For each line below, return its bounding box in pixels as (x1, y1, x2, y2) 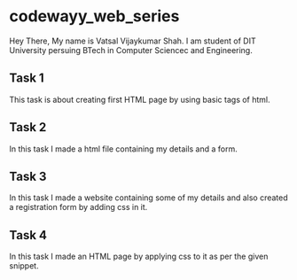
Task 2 (9, 120, 47, 135)
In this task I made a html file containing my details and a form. (9, 144, 238, 154)
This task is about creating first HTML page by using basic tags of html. (9, 94, 270, 105)
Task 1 (9, 71, 44, 86)
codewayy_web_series (9, 6, 180, 27)
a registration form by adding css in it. (9, 202, 148, 213)
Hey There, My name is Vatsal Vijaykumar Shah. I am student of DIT (9, 35, 256, 46)
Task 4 (9, 228, 47, 243)
